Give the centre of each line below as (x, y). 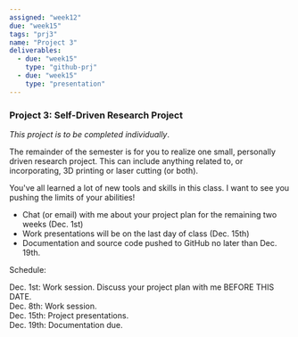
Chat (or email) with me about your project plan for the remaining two (149, 214)
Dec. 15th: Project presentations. (69, 315)
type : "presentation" (65, 84)
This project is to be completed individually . (90, 134)
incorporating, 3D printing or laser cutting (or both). (104, 170)
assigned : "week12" (46, 17)
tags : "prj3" (33, 34)
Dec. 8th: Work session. (53, 306)
